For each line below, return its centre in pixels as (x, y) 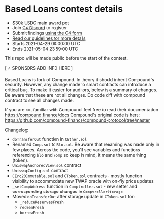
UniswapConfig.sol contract (40, 170)
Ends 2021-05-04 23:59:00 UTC (45, 49)
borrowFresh (32, 213)
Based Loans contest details (64, 9)
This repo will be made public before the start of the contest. (66, 58)
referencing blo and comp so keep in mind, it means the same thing (79, 155)
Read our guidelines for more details (49, 38)
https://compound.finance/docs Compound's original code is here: (73, 115)
